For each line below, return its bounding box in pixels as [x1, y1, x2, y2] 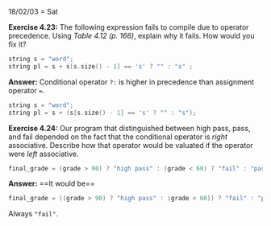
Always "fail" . [8, 209, 59, 219]
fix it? [8, 39, 27, 49]
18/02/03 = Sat [8, 7, 58, 16]
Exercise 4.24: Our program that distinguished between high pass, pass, [8, 123, 251, 133]
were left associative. [8, 149, 79, 158]
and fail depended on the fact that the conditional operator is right [8, 132, 228, 142]
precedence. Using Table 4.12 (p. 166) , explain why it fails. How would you [8, 31, 256, 40]
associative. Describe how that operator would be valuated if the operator [8, 140, 254, 150]
